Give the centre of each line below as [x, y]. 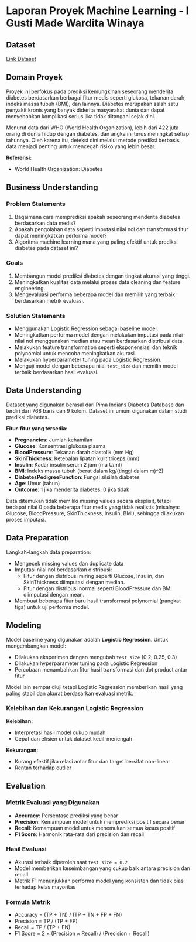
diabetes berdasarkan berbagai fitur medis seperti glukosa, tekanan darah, [96, 97]
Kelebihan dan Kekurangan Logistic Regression [75, 708]
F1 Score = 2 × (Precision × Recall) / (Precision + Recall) [82, 934]
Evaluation [26, 786]
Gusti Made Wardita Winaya [75, 23]
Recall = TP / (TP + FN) [42, 927]
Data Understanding [44, 390]
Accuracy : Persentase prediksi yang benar [66, 816]
